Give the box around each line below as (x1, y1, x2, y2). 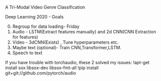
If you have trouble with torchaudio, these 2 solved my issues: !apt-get (5, 60, 150, 65)
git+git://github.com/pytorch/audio (5, 70, 76, 76)
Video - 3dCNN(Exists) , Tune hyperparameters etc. (12, 39, 119, 45)
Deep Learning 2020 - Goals (5, 14, 64, 19)
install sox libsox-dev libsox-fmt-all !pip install (5, 65, 99, 71)
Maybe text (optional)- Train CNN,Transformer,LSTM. (12, 45, 122, 50)
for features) (12, 34, 38, 40)
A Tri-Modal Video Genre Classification (5, 4, 85, 10)
